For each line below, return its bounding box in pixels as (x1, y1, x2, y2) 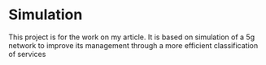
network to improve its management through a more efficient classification (8, 40, 259, 50)
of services (8, 49, 46, 59)
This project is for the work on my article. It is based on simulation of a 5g (8, 32, 255, 42)
